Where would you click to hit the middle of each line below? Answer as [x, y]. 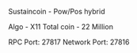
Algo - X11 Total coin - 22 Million [61, 26]
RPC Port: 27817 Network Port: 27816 [69, 42]
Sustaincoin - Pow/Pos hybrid [57, 11]
